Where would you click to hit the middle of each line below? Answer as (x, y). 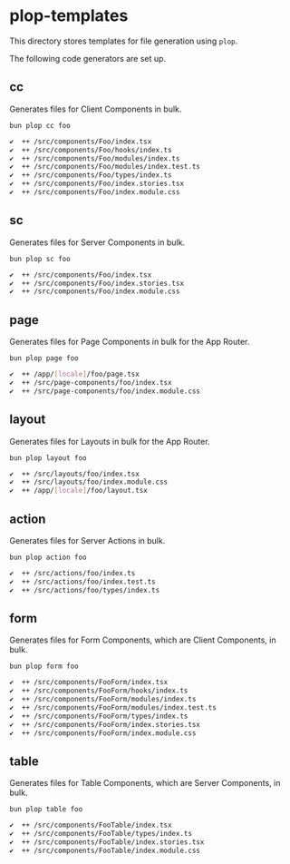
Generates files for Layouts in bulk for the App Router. (110, 441)
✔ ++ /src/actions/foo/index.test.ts (82, 582)
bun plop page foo (44, 358)
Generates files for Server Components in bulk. (97, 242)
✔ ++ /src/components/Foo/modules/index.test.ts (105, 167)
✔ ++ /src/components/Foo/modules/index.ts (95, 158)
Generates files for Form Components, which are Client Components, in (143, 640)
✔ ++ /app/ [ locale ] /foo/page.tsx (75, 374)
